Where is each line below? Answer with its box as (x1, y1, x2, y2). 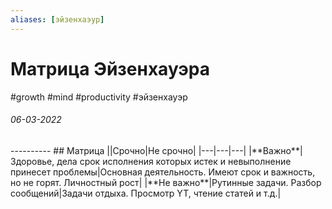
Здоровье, (10, 155, 55, 167)
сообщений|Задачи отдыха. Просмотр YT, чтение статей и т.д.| (10, 187, 282, 199)
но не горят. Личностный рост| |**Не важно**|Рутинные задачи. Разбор (10, 176, 322, 188)
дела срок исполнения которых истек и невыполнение (56, 155, 292, 167)
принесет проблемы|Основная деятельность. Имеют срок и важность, (10, 166, 316, 178)
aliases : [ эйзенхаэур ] (10, 14, 105, 25)
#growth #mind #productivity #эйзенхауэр (10, 91, 188, 103)
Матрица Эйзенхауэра (10, 57, 210, 80)
